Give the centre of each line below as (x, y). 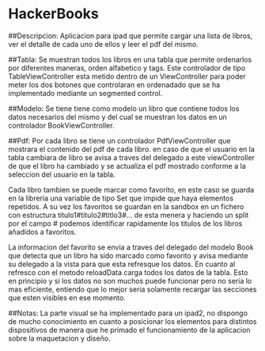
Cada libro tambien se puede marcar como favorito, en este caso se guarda (131, 189)
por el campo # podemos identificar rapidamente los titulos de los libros (125, 223)
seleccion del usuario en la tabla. (62, 174)
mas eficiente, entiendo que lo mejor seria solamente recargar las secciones (132, 289)
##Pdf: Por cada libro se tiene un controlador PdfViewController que (119, 140)
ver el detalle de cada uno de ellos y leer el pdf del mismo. (104, 44)
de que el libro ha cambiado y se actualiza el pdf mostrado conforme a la (127, 166)
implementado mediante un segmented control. (85, 93)
